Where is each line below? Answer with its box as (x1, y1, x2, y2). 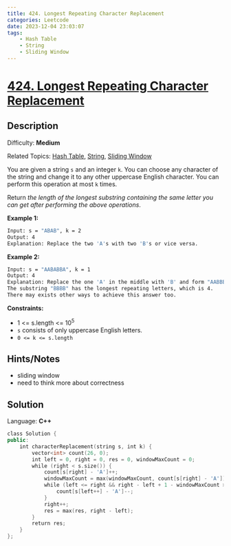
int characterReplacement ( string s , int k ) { (19, 443, 153, 450)
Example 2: (7, 252, 40, 261)
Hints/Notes (7, 353, 60, 365)
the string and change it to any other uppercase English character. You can (7, 172, 219, 181)
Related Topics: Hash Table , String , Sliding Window (7, 152, 153, 160)
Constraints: (7, 304, 44, 312)
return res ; (32, 520, 67, 527)
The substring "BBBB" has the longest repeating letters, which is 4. (7, 285, 214, 292)
